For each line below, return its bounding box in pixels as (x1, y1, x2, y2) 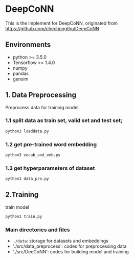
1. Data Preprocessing (5, 91, 77, 99)
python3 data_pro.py (5, 176, 50, 182)
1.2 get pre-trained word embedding (5, 141, 97, 148)
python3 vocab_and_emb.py (5, 152, 60, 158)
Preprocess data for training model (5, 104, 79, 110)
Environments (5, 41, 51, 49)
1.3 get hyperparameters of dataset (5, 165, 95, 172)
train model (5, 204, 30, 210)
